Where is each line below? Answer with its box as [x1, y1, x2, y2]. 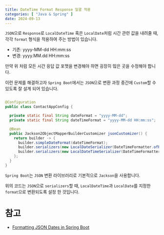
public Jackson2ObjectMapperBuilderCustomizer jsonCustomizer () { [9, 131, 147, 136]
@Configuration [5, 100, 36, 105]
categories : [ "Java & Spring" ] [5, 12, 73, 17]
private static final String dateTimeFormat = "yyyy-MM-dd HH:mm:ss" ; [9, 118, 156, 123]
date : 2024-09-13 [5, 16, 41, 21]
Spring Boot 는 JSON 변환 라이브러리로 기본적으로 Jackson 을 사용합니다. [5, 172, 141, 178]
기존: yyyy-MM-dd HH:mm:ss [12, 47, 71, 53]
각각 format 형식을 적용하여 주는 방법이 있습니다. [5, 36, 98, 42]
